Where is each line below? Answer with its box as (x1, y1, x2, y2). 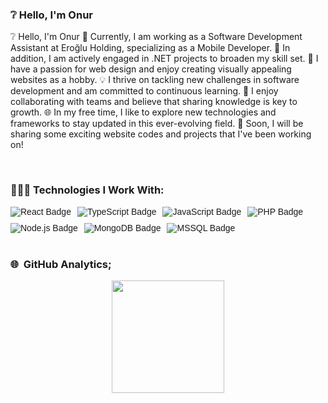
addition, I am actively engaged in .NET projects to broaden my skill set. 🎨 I (10, 53, 319, 65)
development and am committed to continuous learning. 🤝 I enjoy (10, 85, 279, 97)
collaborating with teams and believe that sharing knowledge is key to (10, 96, 298, 108)
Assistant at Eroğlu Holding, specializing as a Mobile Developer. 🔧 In (10, 42, 291, 54)
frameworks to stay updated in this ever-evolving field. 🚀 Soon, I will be (10, 118, 304, 130)
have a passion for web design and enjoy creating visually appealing (10, 63, 292, 75)
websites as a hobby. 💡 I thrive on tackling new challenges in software (10, 74, 300, 86)
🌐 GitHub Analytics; (10, 257, 112, 271)
